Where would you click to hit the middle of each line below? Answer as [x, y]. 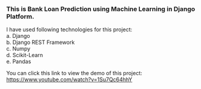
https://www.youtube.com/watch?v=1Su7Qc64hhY [69, 79]
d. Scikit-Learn [25, 55]
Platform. [20, 16]
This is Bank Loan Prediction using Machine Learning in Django [101, 9]
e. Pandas [19, 61]
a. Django [18, 36]
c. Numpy [18, 49]
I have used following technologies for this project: [69, 29]
